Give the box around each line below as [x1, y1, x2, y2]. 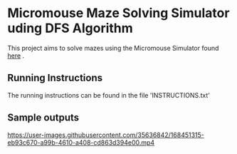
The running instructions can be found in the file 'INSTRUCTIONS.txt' [7, 91, 211, 99]
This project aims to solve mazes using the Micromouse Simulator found [7, 43, 219, 52]
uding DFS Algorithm [7, 20, 133, 36]
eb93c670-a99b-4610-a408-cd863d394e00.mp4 [7, 138, 155, 147]
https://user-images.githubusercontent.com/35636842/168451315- [7, 130, 205, 139]
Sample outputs [7, 112, 80, 124]
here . [7, 51, 25, 60]
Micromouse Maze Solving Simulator [7, 5, 230, 21]
